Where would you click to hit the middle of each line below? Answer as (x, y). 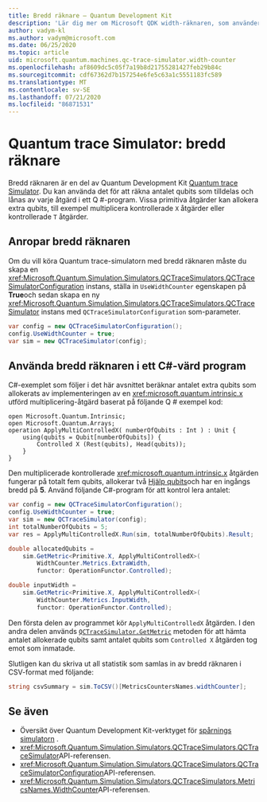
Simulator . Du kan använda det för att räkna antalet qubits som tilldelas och (131, 191)
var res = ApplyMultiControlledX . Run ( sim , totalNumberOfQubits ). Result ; (131, 534)
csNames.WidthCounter (59, 790)
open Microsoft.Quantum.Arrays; (62, 424)
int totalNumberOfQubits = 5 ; (58, 526)
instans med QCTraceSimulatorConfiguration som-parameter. (141, 311)
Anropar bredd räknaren (70, 242)
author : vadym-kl (37, 30)
